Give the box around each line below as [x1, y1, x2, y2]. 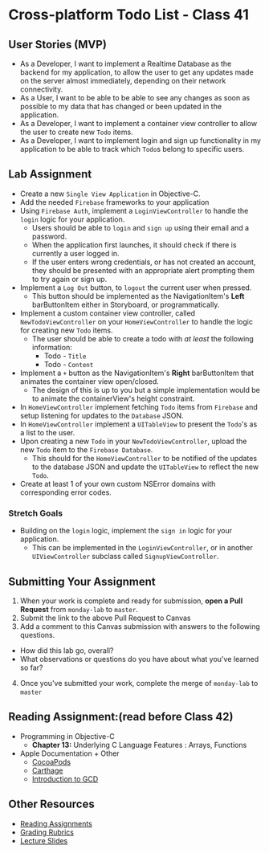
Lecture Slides [19, 835, 68, 845]
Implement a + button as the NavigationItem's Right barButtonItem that [19, 368, 255, 378]
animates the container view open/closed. [19, 376, 159, 386]
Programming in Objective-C [19, 731, 115, 741]
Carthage [31, 765, 63, 775]
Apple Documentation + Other [19, 749, 120, 758]
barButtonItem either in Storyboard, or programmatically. [31, 300, 220, 309]
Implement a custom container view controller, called [19, 308, 195, 318]
